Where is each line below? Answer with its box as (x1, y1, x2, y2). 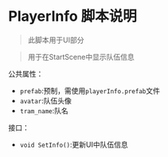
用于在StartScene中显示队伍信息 (27, 52, 135, 61)
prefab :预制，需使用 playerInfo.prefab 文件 (19, 85, 161, 96)
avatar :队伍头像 (19, 96, 72, 105)
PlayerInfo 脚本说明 (8, 7, 138, 26)
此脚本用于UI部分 (27, 35, 84, 45)
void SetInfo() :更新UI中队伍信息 (19, 139, 129, 149)
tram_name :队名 (19, 105, 69, 116)
